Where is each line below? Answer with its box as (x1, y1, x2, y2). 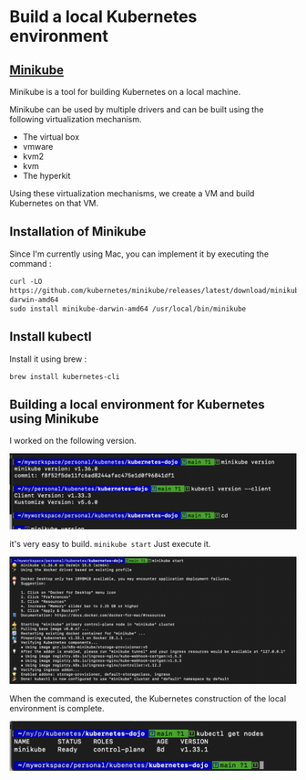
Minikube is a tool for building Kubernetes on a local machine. (9, 87, 241, 97)
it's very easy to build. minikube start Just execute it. (9, 539, 211, 550)
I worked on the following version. (9, 436, 137, 447)
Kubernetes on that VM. (9, 198, 98, 208)
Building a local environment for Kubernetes (9, 397, 266, 413)
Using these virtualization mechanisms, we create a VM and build (9, 188, 255, 198)
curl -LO (9, 277, 43, 286)
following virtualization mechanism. (9, 114, 143, 124)
